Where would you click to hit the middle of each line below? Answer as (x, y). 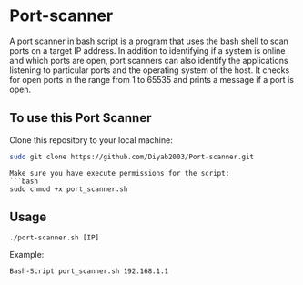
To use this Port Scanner (81, 118)
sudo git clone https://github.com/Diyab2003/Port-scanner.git (132, 157)
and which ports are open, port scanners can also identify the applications (149, 60)
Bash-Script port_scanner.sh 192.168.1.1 (89, 271)
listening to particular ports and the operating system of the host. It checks (150, 70)
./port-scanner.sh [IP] (55, 238)
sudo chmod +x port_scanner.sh (69, 189)
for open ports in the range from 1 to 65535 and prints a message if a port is (151, 79)
